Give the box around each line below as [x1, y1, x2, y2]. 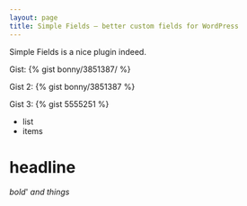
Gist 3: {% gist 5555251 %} [9, 98, 110, 109]
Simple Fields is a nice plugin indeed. [9, 46, 146, 57]
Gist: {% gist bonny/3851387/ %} [9, 64, 131, 75]
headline [9, 157, 76, 177]
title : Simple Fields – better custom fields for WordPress [9, 22, 240, 31]
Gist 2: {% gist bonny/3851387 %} [9, 81, 136, 92]
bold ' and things [9, 186, 70, 198]
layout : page [9, 13, 58, 22]
